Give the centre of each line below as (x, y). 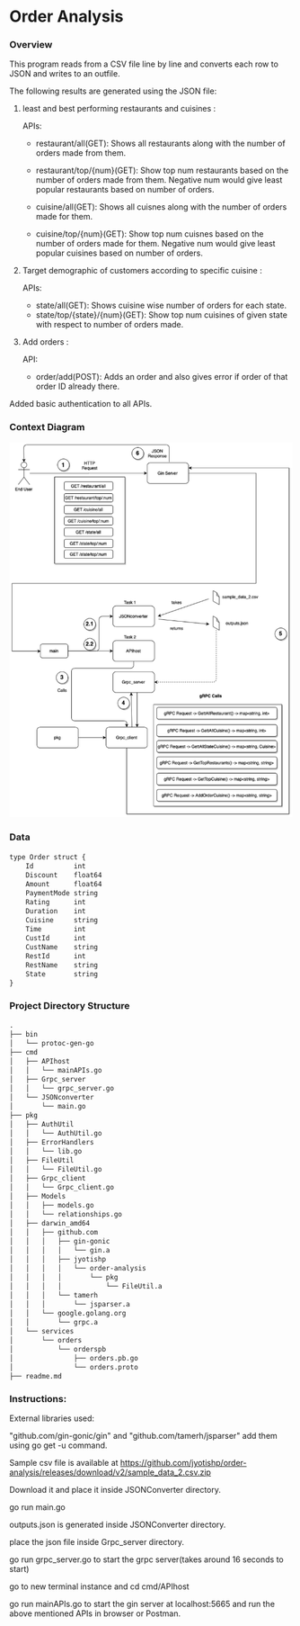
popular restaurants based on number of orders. (125, 190)
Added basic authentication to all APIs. (81, 404)
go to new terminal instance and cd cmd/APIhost (100, 1586)
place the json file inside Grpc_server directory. (97, 1542)
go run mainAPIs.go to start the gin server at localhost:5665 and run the (142, 1604)
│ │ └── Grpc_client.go (62, 1188)
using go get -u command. (58, 1445)
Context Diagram (47, 427)
